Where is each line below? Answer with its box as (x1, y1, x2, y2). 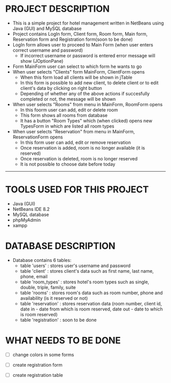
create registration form (12, 362, 63, 368)
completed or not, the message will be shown (20, 95, 116, 102)
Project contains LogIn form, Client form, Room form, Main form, (12, 31, 148, 37)
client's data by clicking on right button (20, 85, 102, 91)
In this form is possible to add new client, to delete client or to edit (20, 80, 159, 86)
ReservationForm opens (12, 134, 63, 140)
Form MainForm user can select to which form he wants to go (12, 63, 142, 69)
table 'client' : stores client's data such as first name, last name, (20, 268, 154, 274)
